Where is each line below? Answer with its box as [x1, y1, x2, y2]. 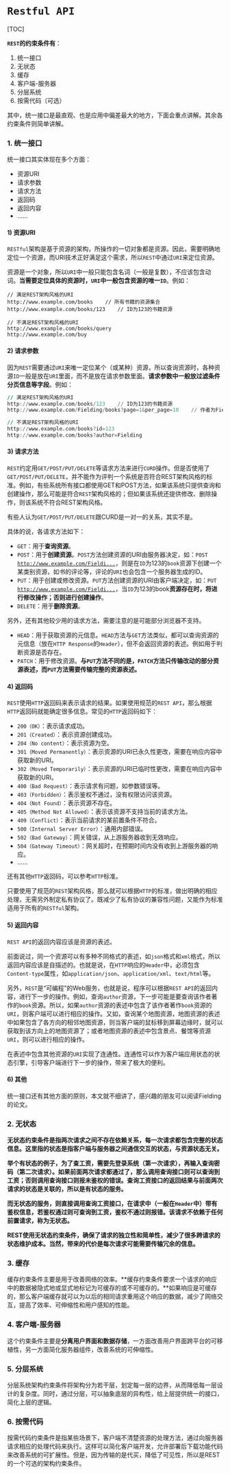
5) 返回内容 [7, 920, 39, 929]
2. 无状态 [7, 1119, 37, 1129]
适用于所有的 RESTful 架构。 [7, 904, 84, 912]
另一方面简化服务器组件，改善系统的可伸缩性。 [25, 1345, 157, 1353]
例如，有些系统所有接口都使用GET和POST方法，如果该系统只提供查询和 [18, 481, 221, 489]
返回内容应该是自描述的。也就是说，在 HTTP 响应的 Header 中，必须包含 [7, 961, 200, 969]
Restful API [7, 5, 75, 18]
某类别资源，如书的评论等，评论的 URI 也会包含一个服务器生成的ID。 [16, 567, 207, 576]
